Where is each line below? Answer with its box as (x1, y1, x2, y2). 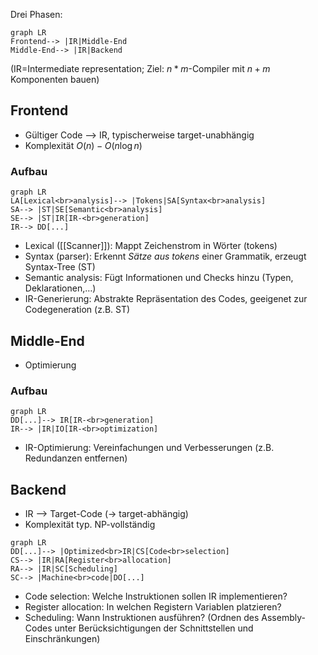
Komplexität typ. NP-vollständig (24, 519, 156, 531)
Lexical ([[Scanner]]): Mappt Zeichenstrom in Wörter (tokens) (24, 240, 278, 252)
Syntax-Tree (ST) (24, 261, 96, 273)
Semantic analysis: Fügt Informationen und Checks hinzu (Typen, (24, 272, 294, 284)
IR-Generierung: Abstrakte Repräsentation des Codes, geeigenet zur (24, 293, 308, 305)
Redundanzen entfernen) (24, 452, 128, 464)
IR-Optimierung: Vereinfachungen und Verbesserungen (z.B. (24, 442, 275, 454)
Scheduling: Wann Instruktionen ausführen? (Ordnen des (24, 612, 260, 624)
